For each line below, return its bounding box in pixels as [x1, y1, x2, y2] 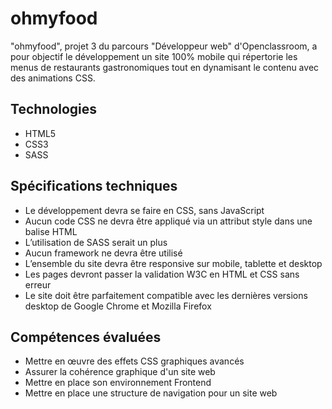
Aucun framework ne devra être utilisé [24, 247, 183, 259]
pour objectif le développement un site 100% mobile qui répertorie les [10, 50, 298, 62]
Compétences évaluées [10, 328, 162, 346]
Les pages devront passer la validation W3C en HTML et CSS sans [24, 268, 300, 280]
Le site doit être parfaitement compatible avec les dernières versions [24, 289, 308, 301]
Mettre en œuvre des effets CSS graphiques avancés [24, 355, 245, 367]
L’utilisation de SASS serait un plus [24, 236, 168, 248]
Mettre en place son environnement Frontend [24, 377, 212, 389]
